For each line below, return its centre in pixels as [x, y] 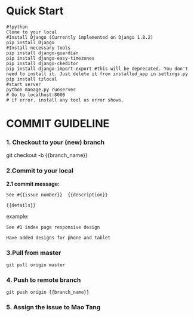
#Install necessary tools [38, 48]
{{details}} [21, 205]
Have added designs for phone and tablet [58, 238]
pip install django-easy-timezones [50, 58]
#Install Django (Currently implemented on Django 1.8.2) [80, 37]
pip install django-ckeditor [42, 63]
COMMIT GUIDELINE [58, 124]
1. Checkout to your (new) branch [56, 143]
